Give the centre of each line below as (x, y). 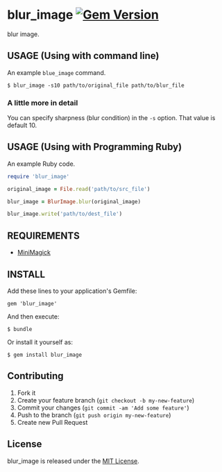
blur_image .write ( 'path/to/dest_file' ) (65, 214)
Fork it (26, 393)
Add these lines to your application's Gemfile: (72, 291)
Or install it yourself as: (40, 342)
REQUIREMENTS (43, 236)
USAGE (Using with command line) (83, 56)
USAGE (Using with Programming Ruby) (95, 147)
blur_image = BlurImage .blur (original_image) (74, 201)
